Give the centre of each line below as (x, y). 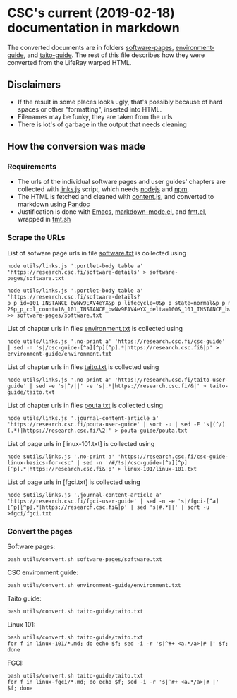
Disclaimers (34, 85)
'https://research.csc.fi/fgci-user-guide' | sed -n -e (91, 501)
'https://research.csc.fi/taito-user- (172, 380)
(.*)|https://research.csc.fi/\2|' (60, 431)
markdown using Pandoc (54, 204)
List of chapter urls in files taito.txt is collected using (83, 367)
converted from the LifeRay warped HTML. (69, 62)
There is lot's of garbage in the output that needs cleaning (102, 124)
